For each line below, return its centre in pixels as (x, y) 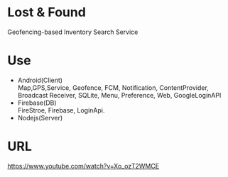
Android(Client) (40, 80)
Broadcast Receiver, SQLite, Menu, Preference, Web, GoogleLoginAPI (119, 95)
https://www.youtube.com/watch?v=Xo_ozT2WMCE (83, 166)
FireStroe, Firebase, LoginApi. (61, 110)
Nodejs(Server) (40, 118)
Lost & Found (47, 12)
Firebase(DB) (37, 103)
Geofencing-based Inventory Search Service (73, 32)
